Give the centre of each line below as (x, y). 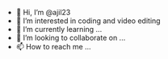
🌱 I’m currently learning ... (59, 29)
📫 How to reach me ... (53, 47)
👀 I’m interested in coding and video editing (88, 21)
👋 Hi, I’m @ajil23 (43, 12)
